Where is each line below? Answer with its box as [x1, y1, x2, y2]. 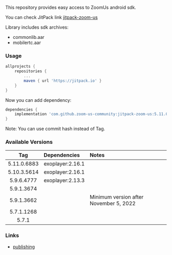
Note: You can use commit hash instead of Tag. [5, 125, 105, 132]
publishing [12, 243, 35, 250]
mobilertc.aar [12, 39, 41, 46]
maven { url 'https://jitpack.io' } [24, 78, 102, 83]
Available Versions [5, 138, 53, 145]
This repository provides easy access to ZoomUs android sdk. [5, 5, 137, 10]
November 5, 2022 [89, 200, 136, 207]
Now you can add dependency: [5, 97, 72, 103]
